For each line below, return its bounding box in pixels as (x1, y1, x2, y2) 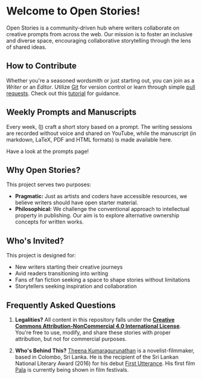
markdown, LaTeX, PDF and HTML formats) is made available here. (6, 136, 173, 143)
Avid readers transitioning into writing (14, 270, 109, 277)
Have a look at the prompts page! (6, 148, 89, 155)
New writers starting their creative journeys (14, 263, 123, 271)
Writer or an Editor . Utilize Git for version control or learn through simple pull (6, 83, 195, 90)
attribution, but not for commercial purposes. (14, 336, 127, 342)
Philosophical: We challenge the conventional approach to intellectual (14, 205, 190, 213)
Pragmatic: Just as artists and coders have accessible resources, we (14, 193, 188, 200)
